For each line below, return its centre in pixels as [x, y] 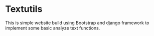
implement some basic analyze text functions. [53, 28]
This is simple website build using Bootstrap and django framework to [77, 23]
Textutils [24, 9]
